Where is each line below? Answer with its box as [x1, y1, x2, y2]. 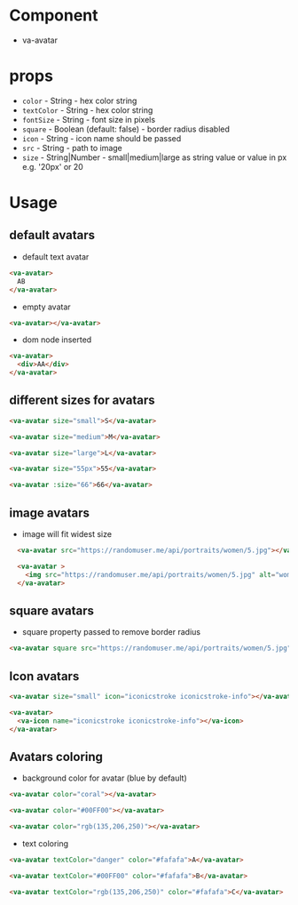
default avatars [9, 228, 96, 243]
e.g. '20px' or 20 [21, 161, 84, 172]
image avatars [9, 505, 90, 520]
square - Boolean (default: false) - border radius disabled [21, 124, 231, 134]
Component [9, 5, 99, 26]
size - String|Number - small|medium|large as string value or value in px [21, 152, 287, 163]
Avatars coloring [9, 749, 104, 765]
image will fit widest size [21, 529, 113, 539]
